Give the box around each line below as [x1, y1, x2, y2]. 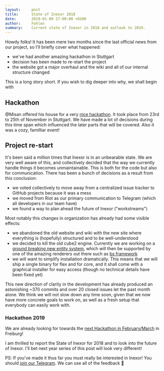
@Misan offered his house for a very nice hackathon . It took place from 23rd [5, 111, 160, 117]
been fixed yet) [12, 271, 43, 278]
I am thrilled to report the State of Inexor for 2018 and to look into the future [5, 340, 157, 346]
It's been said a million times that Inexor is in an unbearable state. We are [5, 154, 152, 160]
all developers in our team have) [12, 200, 77, 206]
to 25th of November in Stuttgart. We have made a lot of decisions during [5, 116, 153, 122]
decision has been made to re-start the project [12, 59, 107, 65]
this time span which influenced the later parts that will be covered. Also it [5, 121, 154, 128]
